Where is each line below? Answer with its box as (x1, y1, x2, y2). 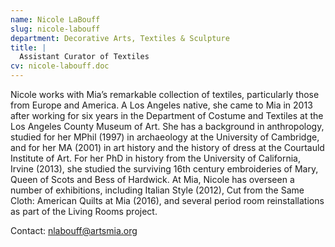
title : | (10, 42, 47, 53)
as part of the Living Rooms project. (10, 206, 158, 217)
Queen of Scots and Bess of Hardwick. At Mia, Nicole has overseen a (10, 174, 295, 185)
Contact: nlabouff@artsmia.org (10, 225, 138, 236)
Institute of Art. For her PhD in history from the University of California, (10, 152, 301, 164)
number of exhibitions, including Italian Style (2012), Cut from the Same (10, 184, 305, 196)
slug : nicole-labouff (10, 24, 101, 34)
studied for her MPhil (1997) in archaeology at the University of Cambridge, (10, 131, 320, 143)
